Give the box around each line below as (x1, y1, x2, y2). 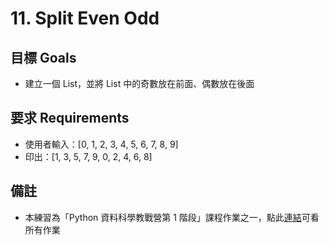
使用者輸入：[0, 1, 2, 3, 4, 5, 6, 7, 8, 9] (24, 138, 179, 150)
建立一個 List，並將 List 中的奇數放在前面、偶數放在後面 (24, 78, 255, 89)
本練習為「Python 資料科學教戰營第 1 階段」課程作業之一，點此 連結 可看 (24, 211, 320, 223)
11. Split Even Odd (10, 7, 160, 30)
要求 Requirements (10, 110, 130, 127)
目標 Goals (10, 49, 77, 66)
